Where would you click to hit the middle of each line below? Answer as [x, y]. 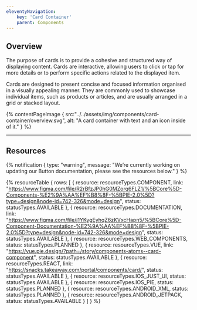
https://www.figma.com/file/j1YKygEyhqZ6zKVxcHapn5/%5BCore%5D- [95, 220]
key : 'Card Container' [44, 17]
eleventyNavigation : [31, 11]
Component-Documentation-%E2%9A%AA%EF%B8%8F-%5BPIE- [88, 226]
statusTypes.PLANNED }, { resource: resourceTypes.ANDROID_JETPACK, [94, 295]
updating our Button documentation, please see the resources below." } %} [97, 171]
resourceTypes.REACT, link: [40, 264]
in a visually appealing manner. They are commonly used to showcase [91, 90]
